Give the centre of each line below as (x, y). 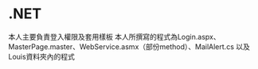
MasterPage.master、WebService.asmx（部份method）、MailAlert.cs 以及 (129, 46)
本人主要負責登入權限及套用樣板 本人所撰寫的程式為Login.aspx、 (114, 36)
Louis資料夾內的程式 (42, 56)
